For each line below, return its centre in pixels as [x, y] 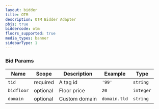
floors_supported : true [31, 33]
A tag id [68, 83]
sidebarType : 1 [21, 43]
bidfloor [18, 91]
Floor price [72, 91]
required [44, 83]
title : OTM [17, 15]
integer [142, 91]
